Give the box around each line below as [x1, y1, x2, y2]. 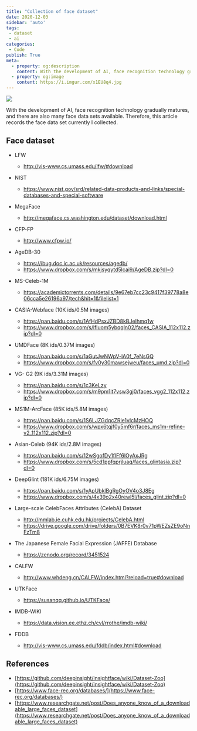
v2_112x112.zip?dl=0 [23, 429, 72, 436]
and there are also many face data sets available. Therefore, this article [6, 112, 178, 119]
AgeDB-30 [14, 248, 41, 255]
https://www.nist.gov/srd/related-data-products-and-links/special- [23, 185, 185, 192]
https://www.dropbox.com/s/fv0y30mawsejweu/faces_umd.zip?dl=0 [23, 358, 190, 366]
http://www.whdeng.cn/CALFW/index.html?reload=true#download [23, 573, 184, 580]
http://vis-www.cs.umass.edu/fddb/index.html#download [23, 642, 162, 649]
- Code [8, 47, 25, 53]
